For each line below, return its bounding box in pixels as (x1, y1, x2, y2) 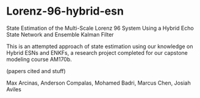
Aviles (6, 85, 21, 93)
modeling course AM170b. (6, 55, 72, 63)
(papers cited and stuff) (6, 67, 66, 74)
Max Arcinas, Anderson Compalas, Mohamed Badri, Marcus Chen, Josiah (6, 79, 191, 86)
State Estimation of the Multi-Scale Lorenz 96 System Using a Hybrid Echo (6, 24, 194, 32)
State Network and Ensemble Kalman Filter (6, 30, 114, 38)
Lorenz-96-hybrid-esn (6, 4, 124, 18)
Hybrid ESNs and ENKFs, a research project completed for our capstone (6, 49, 188, 56)
